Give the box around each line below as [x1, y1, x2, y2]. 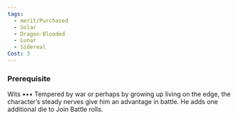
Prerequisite [7, 73, 51, 83]
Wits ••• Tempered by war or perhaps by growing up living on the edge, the [7, 90, 231, 98]
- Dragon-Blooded [14, 30, 66, 38]
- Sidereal [14, 43, 46, 51]
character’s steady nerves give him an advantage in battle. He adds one [7, 98, 219, 106]
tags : [7, 10, 24, 18]
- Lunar [14, 37, 37, 44]
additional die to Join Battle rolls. [7, 105, 103, 114]
